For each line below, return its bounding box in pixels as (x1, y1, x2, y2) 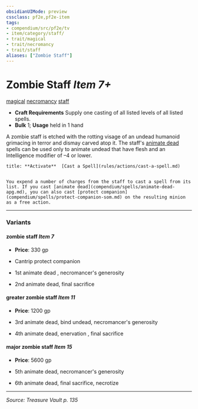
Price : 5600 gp (14, 356, 52, 364)
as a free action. (6, 199, 51, 205)
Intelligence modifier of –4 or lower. (6, 152, 93, 159)
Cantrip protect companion (14, 257, 81, 264)
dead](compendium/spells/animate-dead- (77, 184, 176, 189)
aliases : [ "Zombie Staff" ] (6, 53, 72, 58)
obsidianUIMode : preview (6, 8, 67, 15)
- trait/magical (6, 36, 46, 42)
